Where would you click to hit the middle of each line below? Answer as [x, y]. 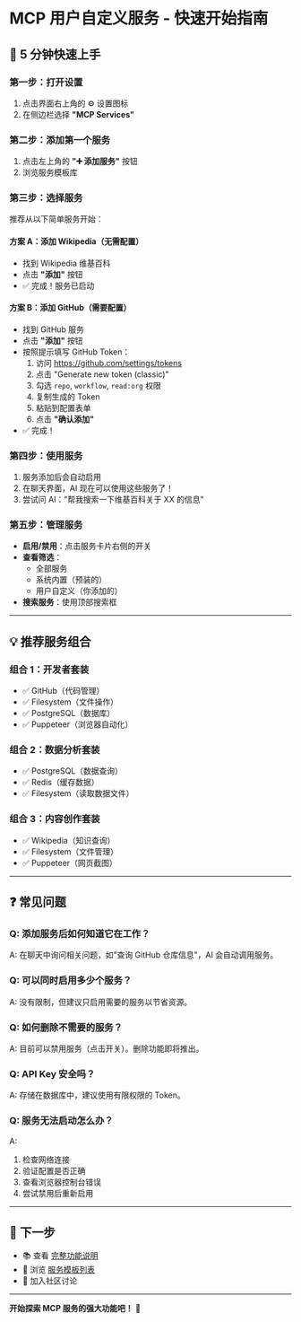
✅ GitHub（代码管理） [63, 691]
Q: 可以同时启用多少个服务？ [71, 981]
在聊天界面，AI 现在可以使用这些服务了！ [98, 488]
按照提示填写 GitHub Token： [76, 352]
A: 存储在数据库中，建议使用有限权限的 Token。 [97, 1095]
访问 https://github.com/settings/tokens [108, 363]
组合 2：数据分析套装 [55, 750]
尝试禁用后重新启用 [58, 1193]
